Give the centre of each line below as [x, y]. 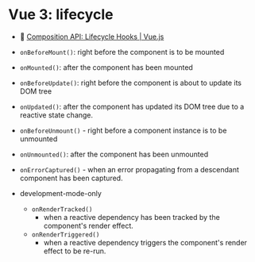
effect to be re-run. [75, 251]
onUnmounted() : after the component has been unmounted [114, 154]
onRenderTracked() [62, 209]
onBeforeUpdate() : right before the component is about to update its [131, 83]
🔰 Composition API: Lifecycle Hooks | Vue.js [92, 37]
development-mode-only [60, 193]
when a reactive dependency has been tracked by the [131, 217]
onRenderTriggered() [66, 235]
